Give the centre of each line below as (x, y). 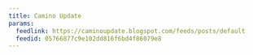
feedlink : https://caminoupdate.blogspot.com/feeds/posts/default (131, 31)
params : (22, 23)
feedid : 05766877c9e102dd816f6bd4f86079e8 (89, 38)
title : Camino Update (45, 16)
